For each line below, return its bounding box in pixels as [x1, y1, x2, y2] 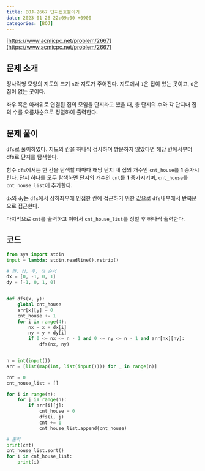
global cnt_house [17, 302, 62, 308]
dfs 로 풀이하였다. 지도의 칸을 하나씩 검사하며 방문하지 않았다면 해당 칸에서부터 [6, 146, 193, 153]
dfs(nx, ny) [39, 341, 70, 347]
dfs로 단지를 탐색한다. [6, 154, 59, 160]
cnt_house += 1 [17, 313, 56, 319]
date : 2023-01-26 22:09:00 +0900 [6, 15, 92, 21]
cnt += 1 [39, 420, 62, 426]
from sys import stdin [6, 251, 64, 258]
